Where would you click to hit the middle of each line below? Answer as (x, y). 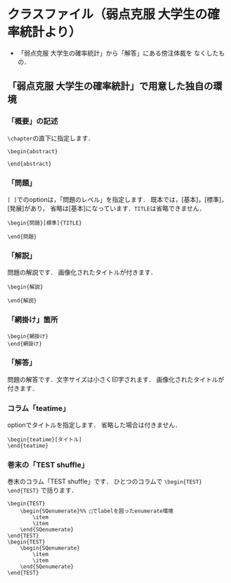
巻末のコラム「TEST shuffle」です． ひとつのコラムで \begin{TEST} (105, 481)
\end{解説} (22, 301)
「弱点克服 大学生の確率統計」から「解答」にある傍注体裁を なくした (118, 53)
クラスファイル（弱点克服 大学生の (107, 14)
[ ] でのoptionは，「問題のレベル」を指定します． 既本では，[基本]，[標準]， (117, 199)
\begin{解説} (25, 287)
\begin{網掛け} (28, 336)
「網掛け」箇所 (33, 320)
